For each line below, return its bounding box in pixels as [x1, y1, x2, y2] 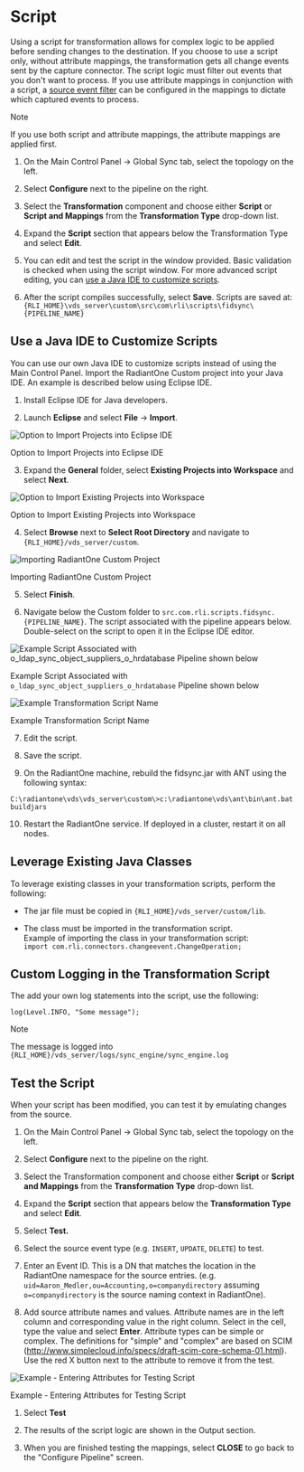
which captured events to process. [10, 93, 139, 105]
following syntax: [23, 777, 88, 788]
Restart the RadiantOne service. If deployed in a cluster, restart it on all [23, 818, 287, 829]
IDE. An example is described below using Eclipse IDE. [10, 377, 213, 388]
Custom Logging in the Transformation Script [10, 966, 270, 982]
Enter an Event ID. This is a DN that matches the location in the [23, 1260, 256, 1271]
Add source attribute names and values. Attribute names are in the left [23, 1307, 285, 1317]
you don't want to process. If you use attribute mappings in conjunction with [10, 74, 294, 85]
